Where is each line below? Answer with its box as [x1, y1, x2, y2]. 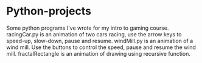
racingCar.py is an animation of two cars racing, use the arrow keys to [6, 30, 182, 38]
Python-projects [6, 4, 91, 18]
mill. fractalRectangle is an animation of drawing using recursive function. [6, 50, 190, 57]
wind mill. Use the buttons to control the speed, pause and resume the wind [6, 44, 197, 51]
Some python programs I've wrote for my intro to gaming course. [6, 24, 169, 31]
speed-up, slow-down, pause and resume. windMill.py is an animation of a [6, 37, 193, 44]
